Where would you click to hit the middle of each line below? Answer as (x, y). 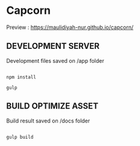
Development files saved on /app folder (55, 60)
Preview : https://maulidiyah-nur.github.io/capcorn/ (70, 27)
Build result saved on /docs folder (48, 121)
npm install (21, 77)
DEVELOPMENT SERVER (53, 46)
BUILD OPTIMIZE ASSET (52, 106)
